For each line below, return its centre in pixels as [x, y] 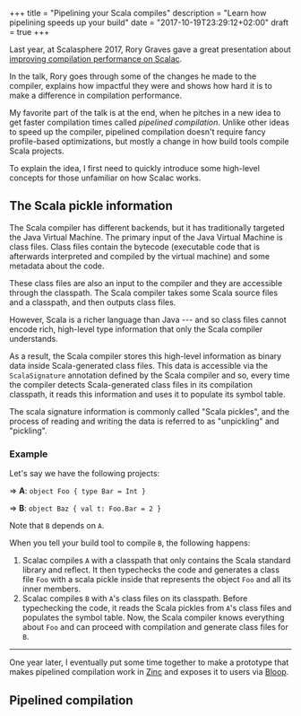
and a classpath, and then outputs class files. [93, 302]
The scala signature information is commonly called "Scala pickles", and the [149, 411]
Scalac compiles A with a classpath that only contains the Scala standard [156, 561]
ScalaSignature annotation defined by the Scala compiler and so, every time [150, 375]
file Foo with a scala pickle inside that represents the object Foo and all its [157, 580]
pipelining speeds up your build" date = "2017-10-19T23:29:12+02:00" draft [149, 22]
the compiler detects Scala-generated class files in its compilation [131, 384]
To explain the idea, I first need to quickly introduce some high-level [134, 168]
